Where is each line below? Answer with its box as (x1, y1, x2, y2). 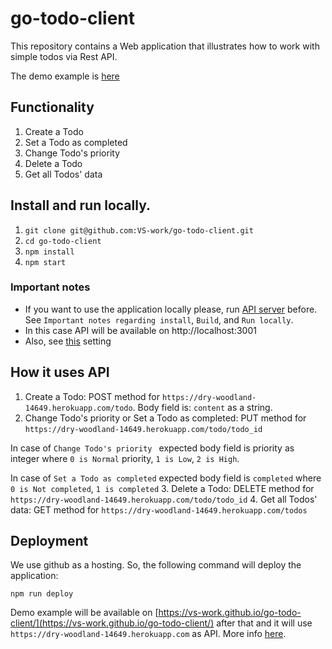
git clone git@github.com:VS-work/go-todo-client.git (24, 225, 254, 236)
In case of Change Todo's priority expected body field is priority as (10, 442, 295, 454)
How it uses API (10, 364, 110, 381)
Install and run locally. (10, 197, 151, 214)
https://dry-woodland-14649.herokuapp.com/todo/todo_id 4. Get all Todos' (10, 493, 318, 505)
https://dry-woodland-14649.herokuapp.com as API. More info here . (10, 628, 287, 640)
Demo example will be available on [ (10, 607, 159, 619)
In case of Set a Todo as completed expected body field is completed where (10, 472, 322, 484)
